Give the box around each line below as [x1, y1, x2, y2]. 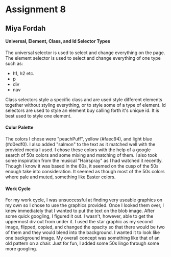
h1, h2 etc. [12, 70, 35, 76]
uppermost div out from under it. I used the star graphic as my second [5, 219, 153, 225]
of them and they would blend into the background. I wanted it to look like [5, 229, 160, 236]
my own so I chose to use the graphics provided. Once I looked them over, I [5, 202, 164, 208]
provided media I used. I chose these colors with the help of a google [5, 147, 151, 153]
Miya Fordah [5, 24, 46, 33]
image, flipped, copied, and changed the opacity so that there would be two [5, 224, 165, 230]
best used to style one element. [5, 112, 72, 119]
